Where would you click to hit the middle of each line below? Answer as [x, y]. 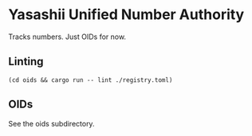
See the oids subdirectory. [51, 123]
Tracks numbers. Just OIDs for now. [67, 37]
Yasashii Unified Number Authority [126, 15]
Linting [26, 62]
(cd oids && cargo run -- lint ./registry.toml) [91, 80]
